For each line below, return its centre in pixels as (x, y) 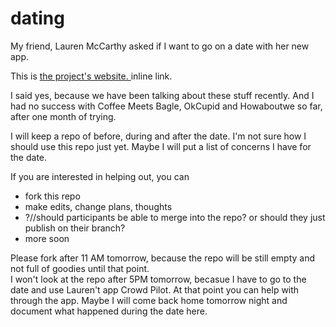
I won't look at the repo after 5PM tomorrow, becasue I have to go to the (158, 279)
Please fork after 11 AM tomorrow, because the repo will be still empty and (163, 258)
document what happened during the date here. (109, 311)
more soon (47, 238)
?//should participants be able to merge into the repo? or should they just (175, 217)
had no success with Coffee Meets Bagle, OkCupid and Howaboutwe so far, (166, 106)
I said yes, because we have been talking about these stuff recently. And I (162, 95)
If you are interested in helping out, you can (100, 176)
